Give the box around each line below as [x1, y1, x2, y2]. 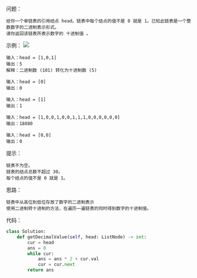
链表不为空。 [6, 162, 33, 168]
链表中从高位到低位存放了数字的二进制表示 [6, 199, 95, 205]
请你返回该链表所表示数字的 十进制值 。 [6, 31, 91, 37]
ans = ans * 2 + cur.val [37, 256, 99, 262]
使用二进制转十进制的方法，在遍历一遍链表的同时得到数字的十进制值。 [6, 206, 152, 212]
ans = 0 [27, 245, 46, 251]
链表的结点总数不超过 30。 [6, 169, 63, 175]
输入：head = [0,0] [6, 132, 51, 138]
